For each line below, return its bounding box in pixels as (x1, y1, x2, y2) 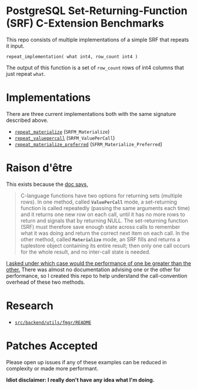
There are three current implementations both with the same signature (6, 110, 176, 117)
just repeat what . (6, 70, 46, 77)
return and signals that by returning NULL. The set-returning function (20, 217, 188, 224)
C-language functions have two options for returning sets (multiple (20, 192, 183, 199)
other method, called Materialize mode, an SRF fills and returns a (20, 235, 181, 242)
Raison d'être (6, 161, 72, 175)
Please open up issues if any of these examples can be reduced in (6, 358, 167, 365)
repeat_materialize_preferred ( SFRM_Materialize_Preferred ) (14, 140, 163, 148)
